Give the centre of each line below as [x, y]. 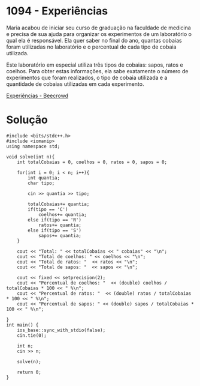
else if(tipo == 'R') [55, 220]
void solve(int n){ [31, 157]
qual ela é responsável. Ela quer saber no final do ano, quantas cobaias [94, 40]
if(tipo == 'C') [48, 209]
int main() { [22, 325]
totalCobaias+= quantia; [59, 204]
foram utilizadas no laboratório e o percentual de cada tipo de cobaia [91, 47]
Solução [27, 120]
